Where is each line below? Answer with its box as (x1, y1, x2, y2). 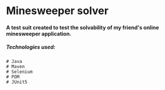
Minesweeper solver (6, 4, 109, 18)
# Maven (6, 64, 25, 69)
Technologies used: (6, 44, 56, 51)
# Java (6, 58, 22, 64)
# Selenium (6, 69, 33, 75)
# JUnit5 (6, 79, 28, 85)
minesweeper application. (6, 30, 72, 37)
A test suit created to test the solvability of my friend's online (6, 24, 159, 31)
